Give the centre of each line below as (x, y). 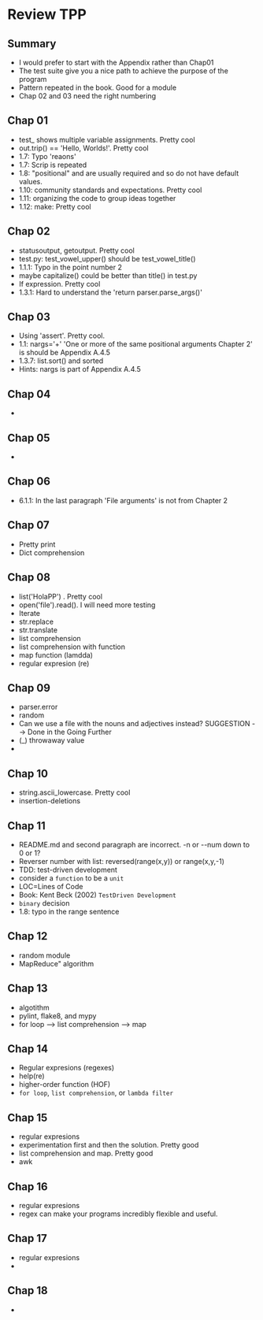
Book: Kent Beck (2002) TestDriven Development (97, 895)
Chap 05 (29, 438)
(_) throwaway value (52, 740)
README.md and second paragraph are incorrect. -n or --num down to (134, 844)
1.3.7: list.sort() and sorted (61, 361)
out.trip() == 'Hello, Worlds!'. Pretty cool (83, 148)
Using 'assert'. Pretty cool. (62, 336)
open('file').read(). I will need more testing (87, 605)
